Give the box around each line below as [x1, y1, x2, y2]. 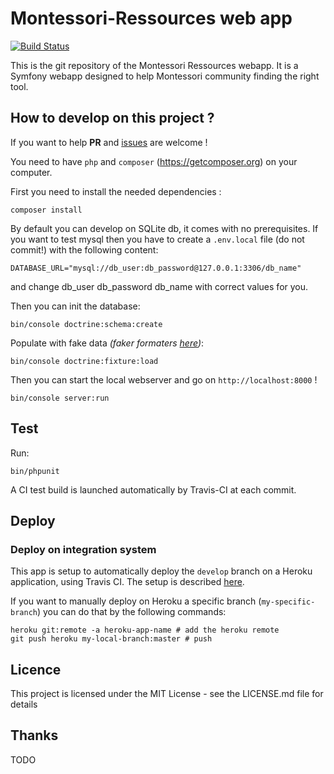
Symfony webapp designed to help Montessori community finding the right [10, 70, 320, 82]
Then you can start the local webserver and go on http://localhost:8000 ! [10, 373, 318, 386]
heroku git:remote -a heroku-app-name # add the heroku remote [10, 625, 280, 636]
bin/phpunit [10, 466, 60, 476]
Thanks [10, 727, 59, 744]
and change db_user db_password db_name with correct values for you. [10, 280, 309, 292]
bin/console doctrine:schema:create [10, 319, 163, 329]
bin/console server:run [10, 393, 110, 403]
